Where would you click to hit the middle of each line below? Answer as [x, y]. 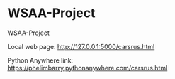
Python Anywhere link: [40, 60]
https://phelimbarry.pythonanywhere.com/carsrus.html [87, 68]
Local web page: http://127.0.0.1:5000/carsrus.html [81, 46]
